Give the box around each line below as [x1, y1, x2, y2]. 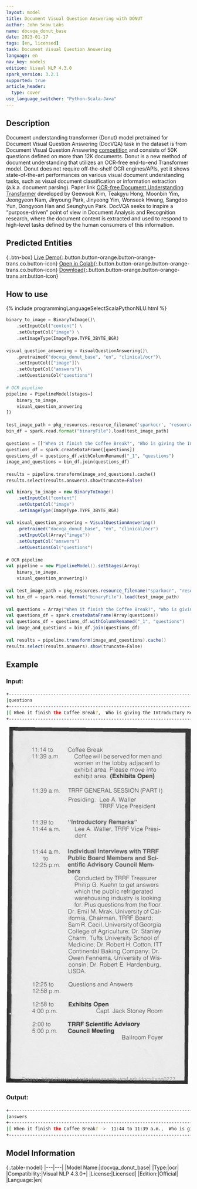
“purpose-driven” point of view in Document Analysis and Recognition [6, 209, 176, 216]
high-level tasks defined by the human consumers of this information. [6, 221, 175, 228]
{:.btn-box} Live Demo [6, 254, 60, 261]
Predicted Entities [6, 238, 73, 248]
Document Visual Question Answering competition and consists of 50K [6, 147, 178, 154]
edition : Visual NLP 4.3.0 [6, 65, 72, 71]
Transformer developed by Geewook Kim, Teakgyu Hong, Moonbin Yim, [6, 190, 180, 197]
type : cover [11, 90, 41, 96]
